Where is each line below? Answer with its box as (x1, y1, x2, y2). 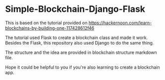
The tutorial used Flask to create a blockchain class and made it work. (5, 35, 148, 40)
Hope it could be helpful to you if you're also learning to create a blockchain (5, 64, 160, 70)
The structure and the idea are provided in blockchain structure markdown (5, 49, 157, 55)
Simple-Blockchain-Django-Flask (5, 3, 145, 15)
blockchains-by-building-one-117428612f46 (5, 25, 95, 31)
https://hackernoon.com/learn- (88, 20, 152, 26)
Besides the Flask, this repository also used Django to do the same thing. (5, 40, 154, 45)
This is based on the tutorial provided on (5, 20, 88, 26)
